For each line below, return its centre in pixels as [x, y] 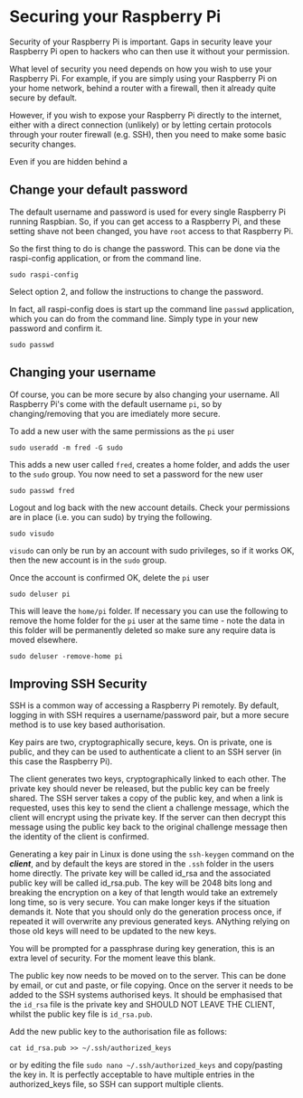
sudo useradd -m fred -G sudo [66, 448]
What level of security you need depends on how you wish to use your [141, 69]
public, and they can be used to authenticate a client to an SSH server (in [146, 752]
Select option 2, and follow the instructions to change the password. [137, 291]
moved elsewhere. [44, 639]
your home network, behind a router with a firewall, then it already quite [142, 88]
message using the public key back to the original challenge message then [148, 827]
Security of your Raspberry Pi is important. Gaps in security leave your [141, 42]
